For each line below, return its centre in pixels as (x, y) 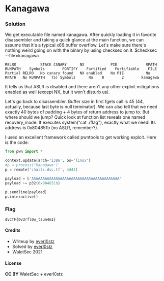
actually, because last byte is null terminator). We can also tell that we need (81, 107)
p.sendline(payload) (26, 192)
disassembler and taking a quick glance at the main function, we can (74, 40)
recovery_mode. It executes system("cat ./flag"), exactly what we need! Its (81, 123)
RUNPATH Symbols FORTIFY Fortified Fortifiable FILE (81, 69)
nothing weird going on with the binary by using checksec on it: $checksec (81, 50)
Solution (15, 24)
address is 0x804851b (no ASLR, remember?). (52, 128)
